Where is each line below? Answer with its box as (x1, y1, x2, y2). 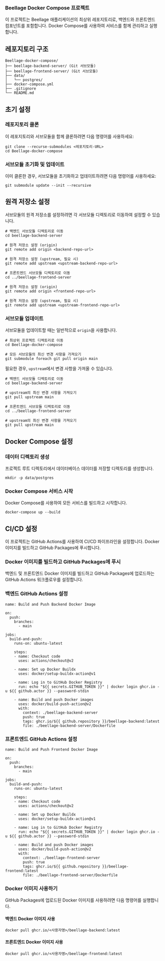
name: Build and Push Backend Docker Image (5, 602, 96, 607)
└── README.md (5, 91, 34, 96)
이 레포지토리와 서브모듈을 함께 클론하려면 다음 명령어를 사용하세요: (5, 133, 134, 139)
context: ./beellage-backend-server (23, 710, 98, 715)
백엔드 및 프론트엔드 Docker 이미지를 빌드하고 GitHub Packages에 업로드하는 (5, 570, 155, 576)
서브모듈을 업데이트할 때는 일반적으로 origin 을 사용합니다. (5, 327, 117, 333)
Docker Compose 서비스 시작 (5, 488, 73, 495)
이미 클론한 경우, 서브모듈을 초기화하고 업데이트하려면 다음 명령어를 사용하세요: (5, 173, 157, 179)
